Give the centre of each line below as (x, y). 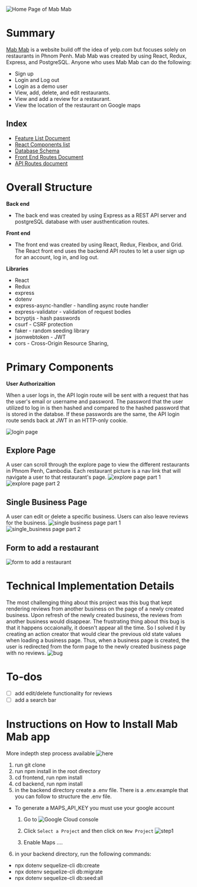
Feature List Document (42, 138)
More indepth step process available (51, 753)
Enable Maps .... (43, 842)
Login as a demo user (41, 86)
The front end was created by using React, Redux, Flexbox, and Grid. (99, 244)
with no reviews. (26, 653)
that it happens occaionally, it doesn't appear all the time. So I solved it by (96, 628)
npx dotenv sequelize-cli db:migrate (59, 872)
